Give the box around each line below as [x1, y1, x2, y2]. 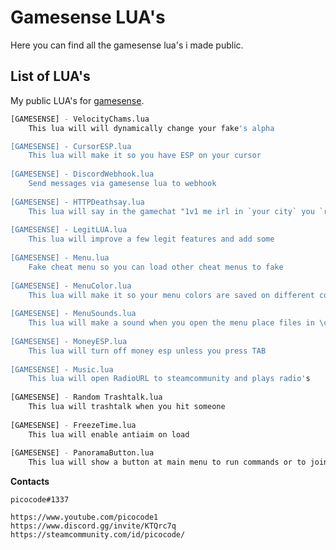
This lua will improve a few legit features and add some [28, 234, 275, 245]
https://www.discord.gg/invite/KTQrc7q [10, 521, 177, 531]
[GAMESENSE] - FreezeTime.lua [10, 420, 137, 430]
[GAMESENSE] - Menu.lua [10, 253, 110, 263]
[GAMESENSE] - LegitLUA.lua [10, 225, 128, 235]
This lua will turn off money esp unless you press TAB [28, 346, 267, 356]
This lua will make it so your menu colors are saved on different [28, 290, 315, 300]
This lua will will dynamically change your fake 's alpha [28, 123, 275, 133]
